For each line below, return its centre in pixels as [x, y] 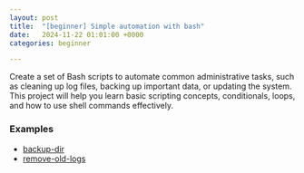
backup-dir [44, 149]
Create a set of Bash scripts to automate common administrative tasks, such [152, 77]
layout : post [34, 18]
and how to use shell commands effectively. [92, 106]
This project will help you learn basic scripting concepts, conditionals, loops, [152, 96]
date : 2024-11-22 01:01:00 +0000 [77, 34]
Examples [32, 130]
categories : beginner [50, 43]
